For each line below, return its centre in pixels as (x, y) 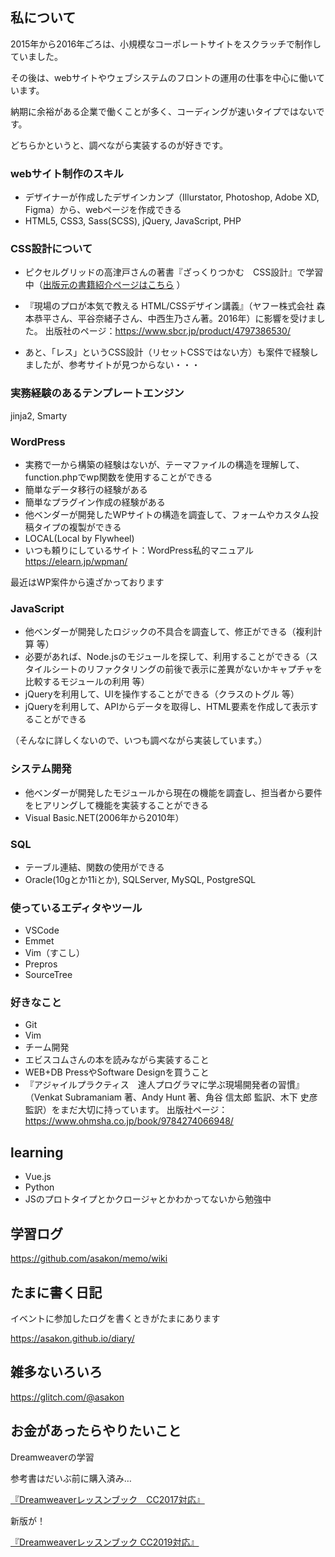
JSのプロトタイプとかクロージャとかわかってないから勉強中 (148, 1199)
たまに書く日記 (56, 1292)
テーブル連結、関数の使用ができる (94, 867)
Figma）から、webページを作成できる (103, 210)
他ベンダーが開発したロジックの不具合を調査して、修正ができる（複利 (169, 632)
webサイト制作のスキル (67, 173)
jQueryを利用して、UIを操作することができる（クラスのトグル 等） (162, 694)
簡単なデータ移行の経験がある (86, 489)
